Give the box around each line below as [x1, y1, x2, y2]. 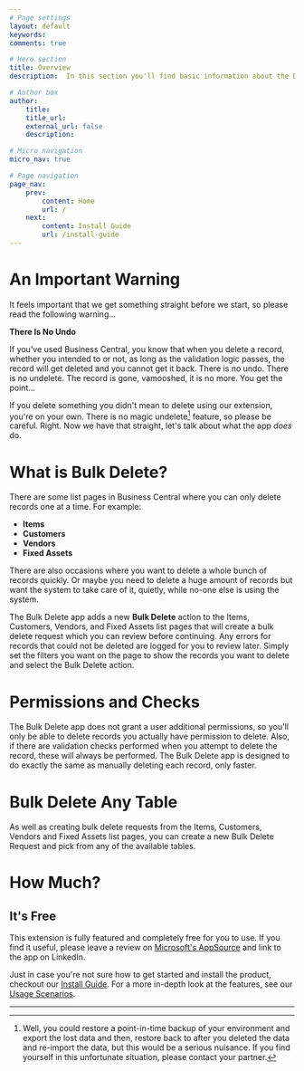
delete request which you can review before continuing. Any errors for [9, 631, 271, 642]
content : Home [42, 196, 95, 206]
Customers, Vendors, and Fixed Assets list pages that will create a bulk [9, 621, 274, 632]
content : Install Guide [42, 222, 131, 231]
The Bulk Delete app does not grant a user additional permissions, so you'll [9, 722, 290, 732]
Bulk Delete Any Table [9, 791, 178, 812]
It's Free [9, 908, 57, 923]
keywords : [9, 30, 47, 39]
